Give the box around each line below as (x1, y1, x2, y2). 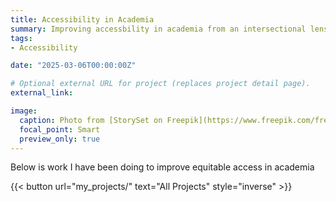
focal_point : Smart (19, 124, 101, 135)
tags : (10, 33, 33, 43)
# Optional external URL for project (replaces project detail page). (10, 79, 311, 89)
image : (10, 106, 38, 116)
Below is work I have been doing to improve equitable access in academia (10, 161, 315, 173)
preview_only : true (19, 134, 101, 144)
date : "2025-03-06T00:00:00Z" (10, 61, 137, 71)
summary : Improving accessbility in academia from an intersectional (10, 24, 307, 34)
